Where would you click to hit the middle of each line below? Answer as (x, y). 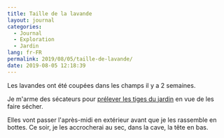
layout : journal (31, 20)
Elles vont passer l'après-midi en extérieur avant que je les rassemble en (112, 120)
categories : (24, 26)
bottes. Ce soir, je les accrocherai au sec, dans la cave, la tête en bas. (108, 127)
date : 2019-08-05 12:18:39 (47, 66)
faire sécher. (25, 106)
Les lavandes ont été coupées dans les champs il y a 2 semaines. (101, 85)
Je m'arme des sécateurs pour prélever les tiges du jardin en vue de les (111, 99)
